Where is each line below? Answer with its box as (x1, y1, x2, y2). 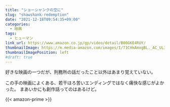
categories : (5, 21, 30, 27)
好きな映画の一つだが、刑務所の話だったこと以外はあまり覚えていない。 (5, 69, 156, 75)
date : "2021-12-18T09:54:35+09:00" (5, 17, 80, 22)
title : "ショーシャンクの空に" (5, 7, 64, 13)
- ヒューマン (10, 36, 34, 41)
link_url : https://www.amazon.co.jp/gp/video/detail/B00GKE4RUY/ (5, 41, 146, 46)
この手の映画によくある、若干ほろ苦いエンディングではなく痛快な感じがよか (5, 80, 164, 86)
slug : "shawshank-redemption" (5, 12, 69, 17)
